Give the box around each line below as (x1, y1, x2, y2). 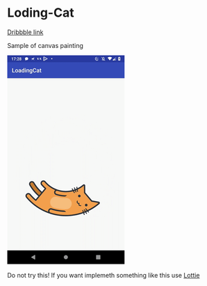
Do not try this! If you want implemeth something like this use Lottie (7, 271, 200, 279)
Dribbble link (7, 28, 44, 36)
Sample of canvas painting (7, 41, 83, 49)
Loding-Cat (7, 5, 74, 21)
